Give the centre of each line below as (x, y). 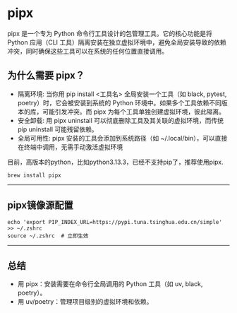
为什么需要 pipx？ (46, 76)
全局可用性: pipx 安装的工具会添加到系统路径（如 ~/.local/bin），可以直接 (122, 138)
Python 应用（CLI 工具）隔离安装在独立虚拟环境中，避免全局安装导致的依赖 (117, 42)
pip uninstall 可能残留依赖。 (58, 129)
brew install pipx (34, 175)
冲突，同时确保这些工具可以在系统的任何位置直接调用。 (87, 51)
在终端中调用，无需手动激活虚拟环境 (70, 147)
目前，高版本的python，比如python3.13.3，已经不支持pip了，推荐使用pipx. (115, 162)
